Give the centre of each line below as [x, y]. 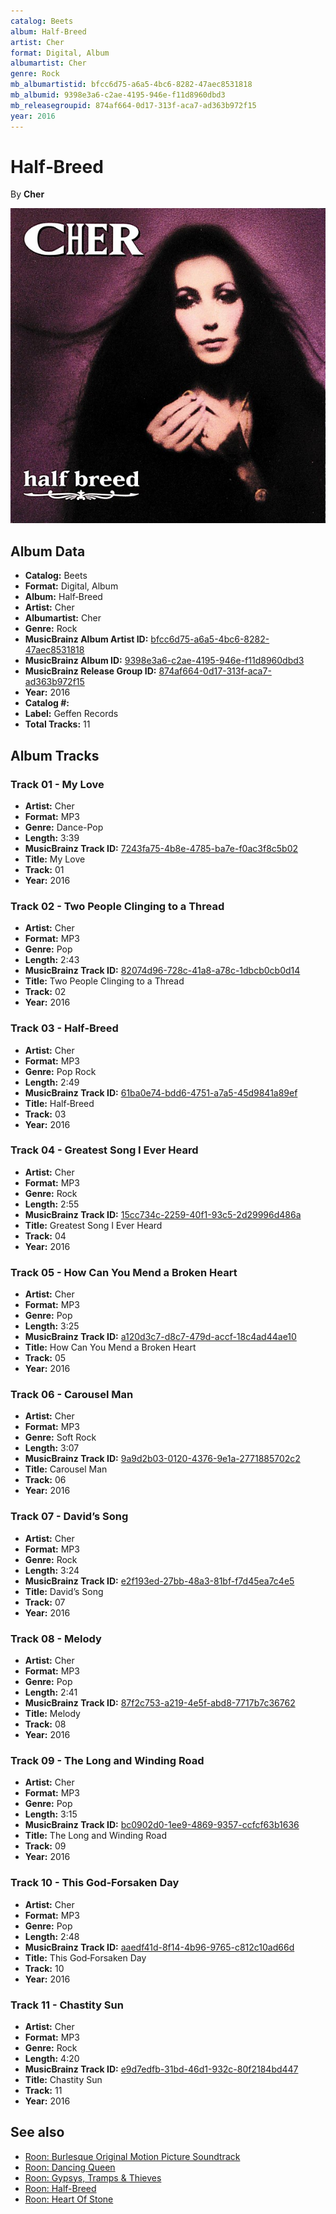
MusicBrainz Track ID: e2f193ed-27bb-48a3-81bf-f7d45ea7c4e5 [159, 1581]
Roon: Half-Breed [60, 2188]
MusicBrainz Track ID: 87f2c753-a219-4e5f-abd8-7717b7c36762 [160, 1703]
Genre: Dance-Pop [64, 827]
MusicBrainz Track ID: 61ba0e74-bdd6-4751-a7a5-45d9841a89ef [161, 1092]
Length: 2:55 [52, 1204]
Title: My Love [55, 859]
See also [37, 2132]
